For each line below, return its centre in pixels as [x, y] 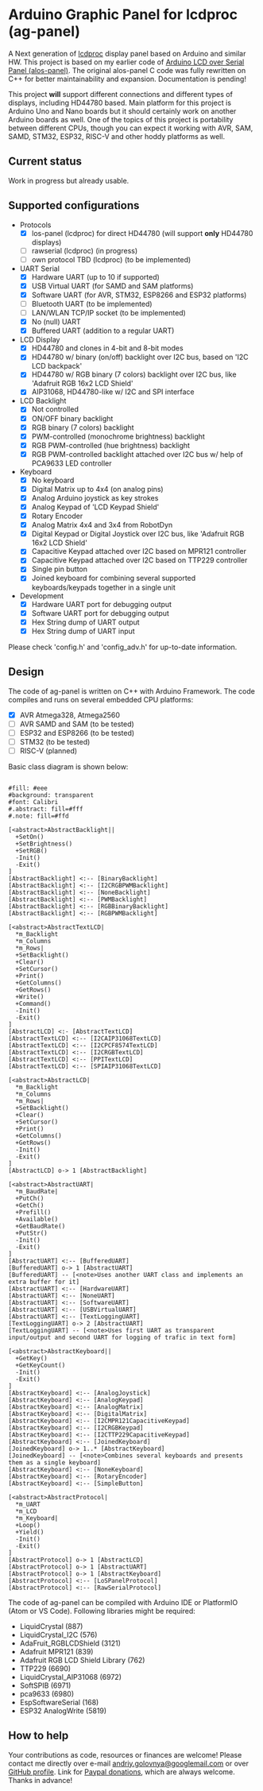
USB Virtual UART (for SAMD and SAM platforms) [112, 286]
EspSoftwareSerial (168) [59, 1702]
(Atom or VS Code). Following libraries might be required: [102, 1611]
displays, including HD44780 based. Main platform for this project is [120, 103]
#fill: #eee [28, 788]
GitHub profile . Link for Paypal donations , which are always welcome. [122, 1772]
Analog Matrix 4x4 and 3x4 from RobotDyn [102, 525]
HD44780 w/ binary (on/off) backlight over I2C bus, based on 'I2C [140, 357]
